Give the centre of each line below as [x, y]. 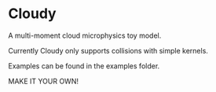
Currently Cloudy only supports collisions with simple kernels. [108, 50]
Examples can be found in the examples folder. [84, 66]
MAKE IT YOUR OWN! [43, 81]
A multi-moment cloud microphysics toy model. [85, 35]
